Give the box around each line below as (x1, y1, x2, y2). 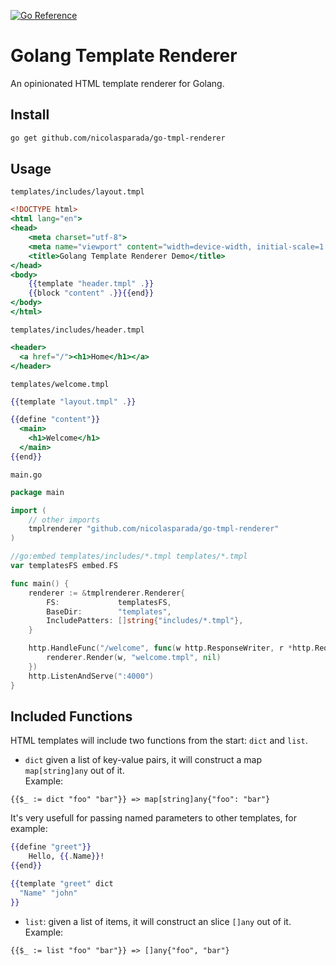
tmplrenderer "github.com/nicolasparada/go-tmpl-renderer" (28, 524, 280, 534)
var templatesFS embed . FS (10, 561, 118, 571)
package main (10, 487, 65, 497)
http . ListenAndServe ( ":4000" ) (28, 671, 155, 681)
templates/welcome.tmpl (10, 379, 110, 389)
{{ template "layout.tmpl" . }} (10, 396, 137, 407)
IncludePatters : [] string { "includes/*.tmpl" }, (46, 616, 244, 626)
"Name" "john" (19, 888, 78, 898)
